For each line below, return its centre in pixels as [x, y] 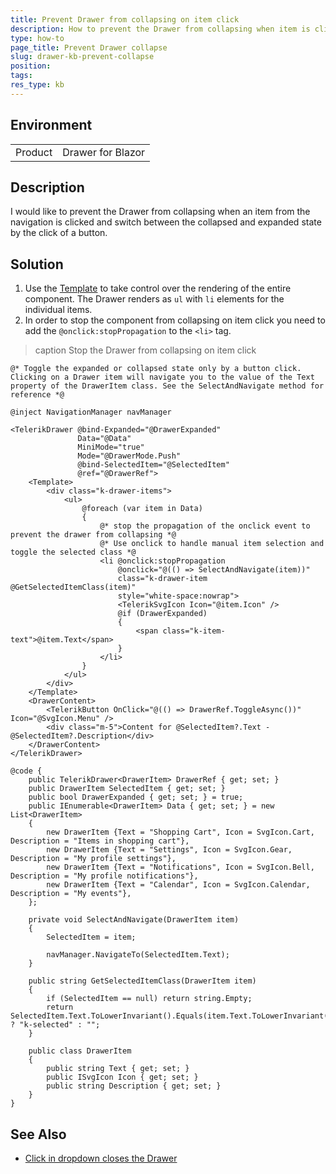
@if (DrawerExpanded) [162, 614]
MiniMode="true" [111, 447]
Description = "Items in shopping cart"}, [100, 841]
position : [31, 66]
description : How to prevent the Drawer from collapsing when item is [160, 29]
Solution [37, 264]
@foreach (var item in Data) [142, 509]
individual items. [58, 310]
